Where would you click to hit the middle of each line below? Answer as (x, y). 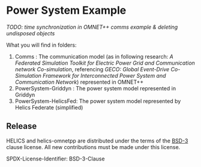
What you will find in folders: (41, 45)
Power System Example (66, 10)
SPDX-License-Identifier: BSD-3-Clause (55, 159)
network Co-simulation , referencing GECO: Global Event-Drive (92, 69)
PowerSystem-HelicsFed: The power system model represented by (98, 101)
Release (22, 126)
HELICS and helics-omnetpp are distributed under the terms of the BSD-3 (97, 141)
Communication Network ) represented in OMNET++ (79, 82)
